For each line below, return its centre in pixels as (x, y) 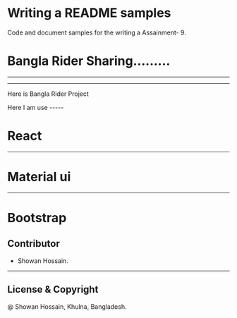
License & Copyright (53, 289)
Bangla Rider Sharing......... (89, 61)
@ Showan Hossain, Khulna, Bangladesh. (67, 306)
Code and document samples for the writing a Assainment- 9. (97, 32)
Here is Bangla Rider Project (48, 94)
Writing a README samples (89, 13)
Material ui (39, 177)
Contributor (34, 244)
